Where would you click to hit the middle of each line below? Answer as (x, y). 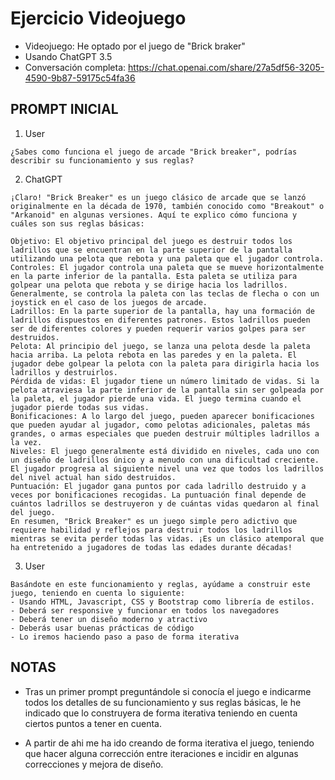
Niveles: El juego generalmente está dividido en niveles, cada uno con (165, 451)
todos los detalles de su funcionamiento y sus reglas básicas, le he (163, 702)
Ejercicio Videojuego (98, 18)
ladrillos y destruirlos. (64, 372)
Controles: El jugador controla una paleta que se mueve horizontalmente (167, 267)
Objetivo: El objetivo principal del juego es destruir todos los (151, 241)
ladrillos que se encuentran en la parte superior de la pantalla (151, 250)
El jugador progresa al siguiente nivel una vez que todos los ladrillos (167, 468)
